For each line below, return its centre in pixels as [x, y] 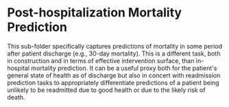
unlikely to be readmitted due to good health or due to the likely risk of [106, 90]
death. [16, 97]
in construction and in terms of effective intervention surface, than [101, 60]
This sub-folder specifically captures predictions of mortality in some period [115, 46]
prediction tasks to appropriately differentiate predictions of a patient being [113, 82]
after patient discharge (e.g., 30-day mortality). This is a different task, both [114, 53]
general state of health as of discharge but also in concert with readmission [114, 75]
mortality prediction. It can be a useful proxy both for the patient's [124, 68]
